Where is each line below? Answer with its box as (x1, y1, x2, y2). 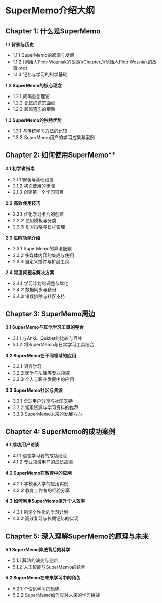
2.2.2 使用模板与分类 (12, 217, 57, 223)
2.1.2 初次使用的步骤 (12, 183, 55, 189)
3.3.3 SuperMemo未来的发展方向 (12, 411, 82, 417)
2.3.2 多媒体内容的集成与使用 (12, 252, 74, 258)
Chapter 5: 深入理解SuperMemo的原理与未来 (5, 532, 149, 540)
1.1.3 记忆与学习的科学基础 (12, 71, 68, 77)
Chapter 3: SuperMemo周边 (5, 309, 96, 318)
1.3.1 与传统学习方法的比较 (12, 128, 67, 134)
